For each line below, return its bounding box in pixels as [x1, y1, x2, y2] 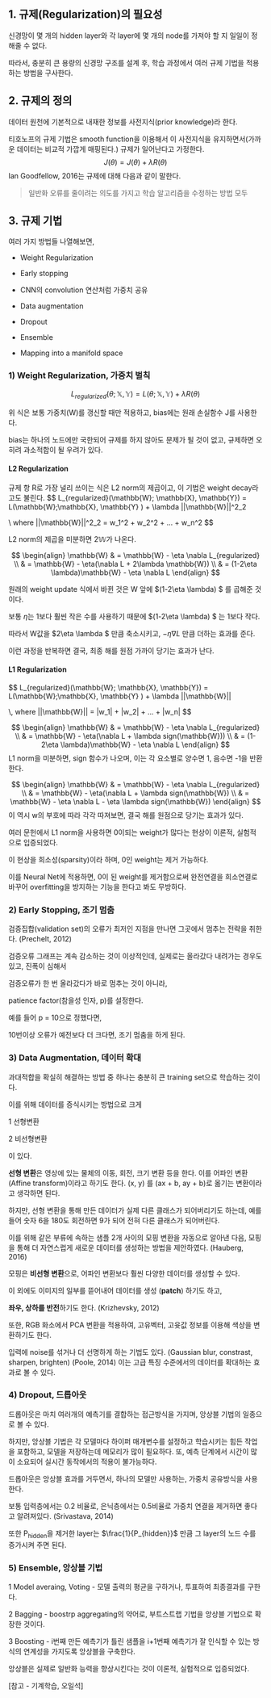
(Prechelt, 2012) [19, 934, 73, 944]
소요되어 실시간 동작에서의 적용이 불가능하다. [16, 1457, 157, 1466]
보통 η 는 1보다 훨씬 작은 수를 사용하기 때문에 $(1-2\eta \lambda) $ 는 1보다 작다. [8, 611, 261, 621]
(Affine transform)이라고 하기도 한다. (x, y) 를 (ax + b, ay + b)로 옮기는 [8, 1178, 235, 1188]
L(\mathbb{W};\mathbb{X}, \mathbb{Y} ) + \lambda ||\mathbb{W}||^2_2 [8, 501, 247, 511]
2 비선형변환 [8, 1134, 48, 1143]
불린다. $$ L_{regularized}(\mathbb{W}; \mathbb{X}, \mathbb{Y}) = [23, 493, 248, 502]
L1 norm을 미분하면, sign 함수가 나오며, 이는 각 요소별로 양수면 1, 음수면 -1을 [8, 753, 248, 763]
